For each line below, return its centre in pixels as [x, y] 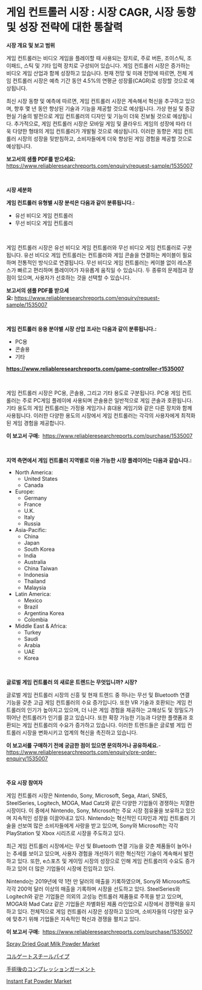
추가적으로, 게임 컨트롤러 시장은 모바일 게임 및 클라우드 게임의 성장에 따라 [100, 124]
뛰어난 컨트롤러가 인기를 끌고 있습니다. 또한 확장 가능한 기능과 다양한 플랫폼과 [97, 717]
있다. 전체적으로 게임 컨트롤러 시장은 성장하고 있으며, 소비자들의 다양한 [100, 911]
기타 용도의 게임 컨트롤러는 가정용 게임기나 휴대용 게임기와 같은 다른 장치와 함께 [99, 408]
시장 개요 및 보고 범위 [31, 45]
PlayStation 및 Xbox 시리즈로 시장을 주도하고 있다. [66, 833]
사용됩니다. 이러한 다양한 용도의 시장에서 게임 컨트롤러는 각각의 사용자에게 [93, 415]
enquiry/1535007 [27, 758]
